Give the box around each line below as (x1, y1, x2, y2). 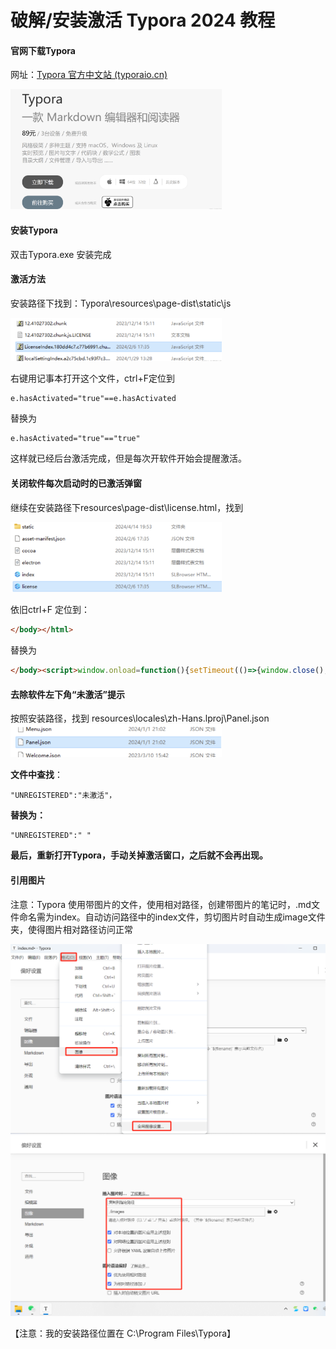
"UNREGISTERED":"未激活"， (10, 791, 117, 801)
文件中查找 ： (10, 769, 63, 781)
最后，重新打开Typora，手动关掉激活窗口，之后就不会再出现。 (10, 849, 268, 861)
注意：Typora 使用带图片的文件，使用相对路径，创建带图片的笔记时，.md (10, 898, 312, 910)
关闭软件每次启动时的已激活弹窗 (10, 477, 142, 490)
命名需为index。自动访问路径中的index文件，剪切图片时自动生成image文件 (18, 911, 326, 923)
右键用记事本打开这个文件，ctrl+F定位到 (10, 372, 175, 385)
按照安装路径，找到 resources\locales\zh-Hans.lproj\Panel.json (10, 712, 270, 725)
